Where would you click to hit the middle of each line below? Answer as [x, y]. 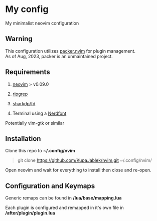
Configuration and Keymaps [50, 186]
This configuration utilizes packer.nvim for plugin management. [70, 51]
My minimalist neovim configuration [42, 23]
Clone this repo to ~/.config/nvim [40, 151]
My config [27, 9]
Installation [23, 139]
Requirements [28, 72]
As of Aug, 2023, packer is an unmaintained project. [59, 56]
